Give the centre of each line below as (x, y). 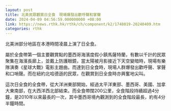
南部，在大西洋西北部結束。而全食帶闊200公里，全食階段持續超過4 (84, 91)
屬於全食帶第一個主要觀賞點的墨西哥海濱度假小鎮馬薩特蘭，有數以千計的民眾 (85, 55)
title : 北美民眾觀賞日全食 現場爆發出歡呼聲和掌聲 (53, 15)
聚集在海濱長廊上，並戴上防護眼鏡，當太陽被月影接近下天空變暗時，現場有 (83, 61)
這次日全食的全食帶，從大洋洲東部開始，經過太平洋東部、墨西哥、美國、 (81, 85)
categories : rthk (24, 29)
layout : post (19, 10)
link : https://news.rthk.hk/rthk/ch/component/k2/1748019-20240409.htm (83, 24)
